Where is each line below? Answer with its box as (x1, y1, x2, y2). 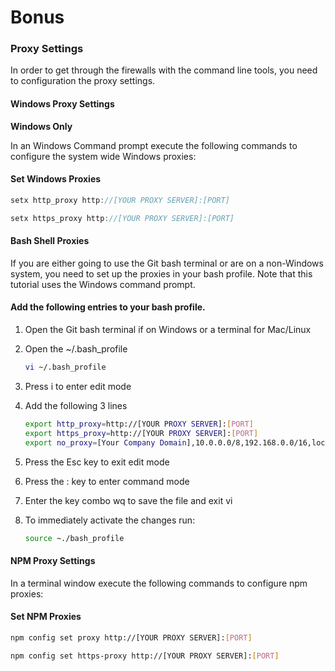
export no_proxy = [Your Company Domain (24, 437, 187, 448)
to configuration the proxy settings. (10, 75, 156, 87)
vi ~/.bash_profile (24, 362, 107, 373)
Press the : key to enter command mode (24, 475, 190, 487)
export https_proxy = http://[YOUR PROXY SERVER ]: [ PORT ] (24, 428, 259, 438)
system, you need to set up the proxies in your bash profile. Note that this (10, 267, 313, 280)
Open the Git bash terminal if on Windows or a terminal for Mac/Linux (24, 324, 312, 336)
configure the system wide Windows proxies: (10, 150, 197, 162)
